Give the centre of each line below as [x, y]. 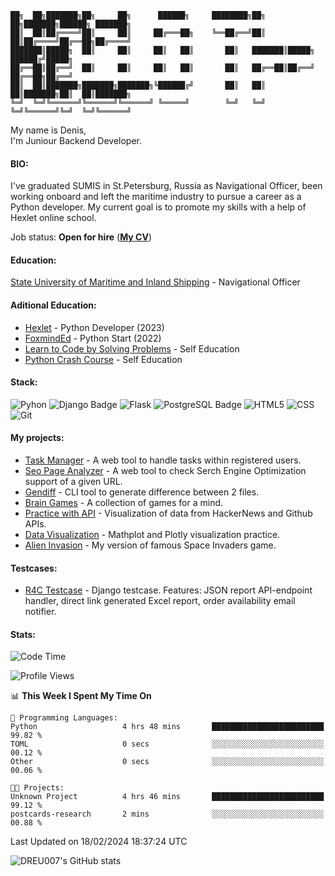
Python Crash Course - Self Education [103, 359]
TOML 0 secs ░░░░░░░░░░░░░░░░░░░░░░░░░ [167, 744]
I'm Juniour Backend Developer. [76, 140]
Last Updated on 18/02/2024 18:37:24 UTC [99, 842]
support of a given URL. [73, 482]
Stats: [23, 634]
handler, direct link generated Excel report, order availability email [160, 601]
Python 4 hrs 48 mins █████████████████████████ [167, 727]
